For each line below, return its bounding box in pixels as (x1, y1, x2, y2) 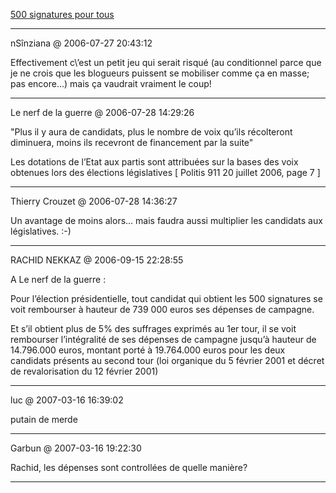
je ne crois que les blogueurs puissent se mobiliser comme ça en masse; (10, 67, 310, 79)
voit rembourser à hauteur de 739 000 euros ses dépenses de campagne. (10, 304, 315, 315)
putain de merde (10, 414, 78, 425)
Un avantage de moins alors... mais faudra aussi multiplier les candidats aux (10, 215, 323, 226)
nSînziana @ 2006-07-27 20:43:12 (10, 37, 153, 49)
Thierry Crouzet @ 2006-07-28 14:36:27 (10, 195, 178, 207)
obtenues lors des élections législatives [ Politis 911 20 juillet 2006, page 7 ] (10, 167, 321, 178)
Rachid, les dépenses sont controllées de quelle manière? (10, 462, 248, 473)
